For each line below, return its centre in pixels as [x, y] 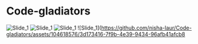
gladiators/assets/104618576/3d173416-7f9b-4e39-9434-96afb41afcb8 [96, 34]
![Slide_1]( [89, 28]
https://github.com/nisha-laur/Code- [146, 28]
